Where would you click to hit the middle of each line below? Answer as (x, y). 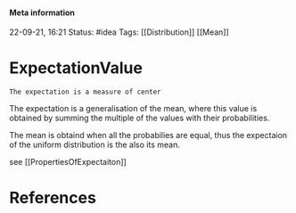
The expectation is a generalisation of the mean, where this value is (133, 109)
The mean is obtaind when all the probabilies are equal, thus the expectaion (148, 135)
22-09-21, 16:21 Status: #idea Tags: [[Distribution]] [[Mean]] (119, 32)
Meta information (42, 12)
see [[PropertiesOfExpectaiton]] (68, 162)
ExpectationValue (76, 68)
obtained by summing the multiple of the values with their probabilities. (140, 118)
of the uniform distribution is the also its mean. (95, 145)
